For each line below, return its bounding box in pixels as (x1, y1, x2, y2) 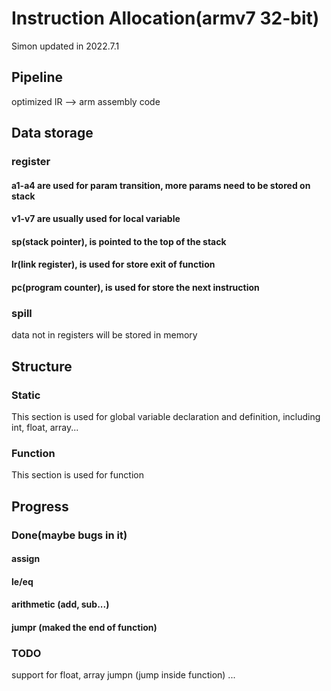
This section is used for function (11, 469, 144, 481)
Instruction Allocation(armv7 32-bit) (11, 7, 320, 30)
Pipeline (11, 69, 64, 86)
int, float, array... (11, 422, 79, 434)
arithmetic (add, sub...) (11, 598, 110, 611)
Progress (11, 498, 69, 515)
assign (11, 553, 41, 565)
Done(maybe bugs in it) (11, 528, 128, 542)
